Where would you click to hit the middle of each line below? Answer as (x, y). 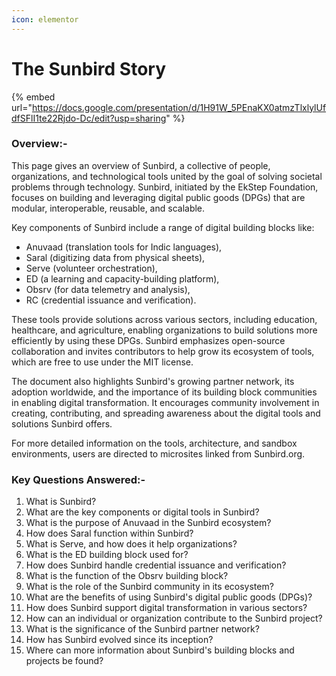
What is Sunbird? (61, 502)
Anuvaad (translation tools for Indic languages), (124, 247)
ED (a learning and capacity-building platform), (122, 278)
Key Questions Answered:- (78, 479)
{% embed (33, 97)
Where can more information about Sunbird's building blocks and (160, 650)
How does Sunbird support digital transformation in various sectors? (166, 608)
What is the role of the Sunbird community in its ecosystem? (149, 587)
